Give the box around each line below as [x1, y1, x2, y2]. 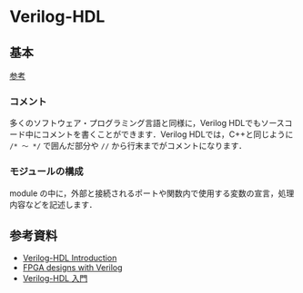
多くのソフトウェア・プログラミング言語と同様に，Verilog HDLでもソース [9, 118, 285, 129]
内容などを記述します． [9, 199, 97, 210]
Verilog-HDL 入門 [22, 273, 88, 284]
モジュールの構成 [9, 165, 84, 178]
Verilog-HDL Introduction [22, 252, 117, 264]
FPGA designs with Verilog [22, 262, 123, 273]
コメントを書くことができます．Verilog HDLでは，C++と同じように [40, 129, 294, 140]
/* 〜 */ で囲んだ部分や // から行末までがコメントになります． [9, 141, 247, 151]
